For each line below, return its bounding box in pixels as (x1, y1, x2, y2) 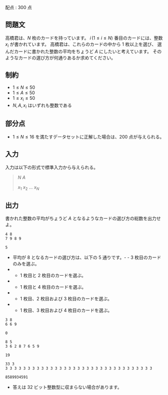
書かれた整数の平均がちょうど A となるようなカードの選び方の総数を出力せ (5, 216, 161, 222)
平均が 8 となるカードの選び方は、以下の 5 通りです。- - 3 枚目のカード (12, 254, 161, 260)
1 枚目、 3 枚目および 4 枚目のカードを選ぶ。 (20, 307, 113, 313)
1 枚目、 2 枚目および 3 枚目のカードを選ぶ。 (20, 296, 113, 302)
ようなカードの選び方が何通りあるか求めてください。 (5, 54, 116, 60)
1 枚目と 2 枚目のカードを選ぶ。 (20, 273, 86, 279)
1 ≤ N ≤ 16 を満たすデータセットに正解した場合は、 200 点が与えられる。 (12, 134, 164, 140)
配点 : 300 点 (5, 5, 32, 10)
